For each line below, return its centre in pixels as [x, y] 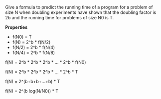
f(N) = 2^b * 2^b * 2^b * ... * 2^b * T [42, 72]
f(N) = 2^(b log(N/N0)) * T [32, 91]
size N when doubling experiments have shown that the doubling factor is [81, 12]
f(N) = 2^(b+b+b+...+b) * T [33, 81]
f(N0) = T [22, 37]
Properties [16, 27]
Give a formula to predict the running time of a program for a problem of [79, 7]
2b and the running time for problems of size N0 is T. [59, 18]
